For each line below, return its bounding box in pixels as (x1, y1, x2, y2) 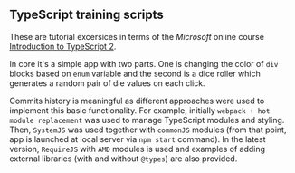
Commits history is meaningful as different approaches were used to (9, 95, 265, 106)
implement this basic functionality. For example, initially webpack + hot (9, 104, 271, 116)
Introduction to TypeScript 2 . (9, 41, 117, 52)
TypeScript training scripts (9, 7, 165, 23)
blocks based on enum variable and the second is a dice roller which (9, 68, 261, 79)
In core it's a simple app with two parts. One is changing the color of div (9, 58, 279, 69)
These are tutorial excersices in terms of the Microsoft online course (9, 31, 265, 42)
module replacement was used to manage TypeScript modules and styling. (9, 114, 285, 125)
